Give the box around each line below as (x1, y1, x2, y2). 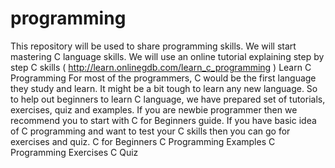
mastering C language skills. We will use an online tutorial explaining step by (10, 50, 325, 62)
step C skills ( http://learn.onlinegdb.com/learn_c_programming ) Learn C (10, 61, 312, 73)
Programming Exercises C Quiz (10, 146, 139, 158)
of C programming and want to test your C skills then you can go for (10, 125, 291, 137)
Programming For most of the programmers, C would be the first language (10, 72, 317, 84)
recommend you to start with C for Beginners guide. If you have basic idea (10, 114, 317, 126)
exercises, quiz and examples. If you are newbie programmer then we (10, 103, 298, 116)
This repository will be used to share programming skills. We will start (10, 40, 297, 52)
